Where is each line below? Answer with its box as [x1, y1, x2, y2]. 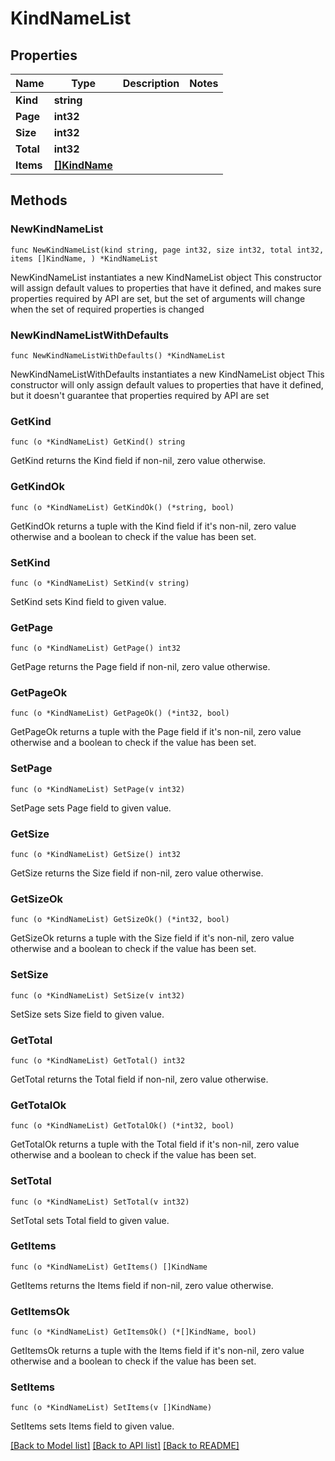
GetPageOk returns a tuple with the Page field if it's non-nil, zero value [10, 726, 302, 738]
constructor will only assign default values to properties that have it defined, [10, 378, 324, 391]
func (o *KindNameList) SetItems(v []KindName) [10, 1403, 213, 1413]
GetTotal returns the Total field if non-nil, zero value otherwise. [10, 1073, 269, 1085]
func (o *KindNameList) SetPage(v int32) [10, 784, 186, 794]
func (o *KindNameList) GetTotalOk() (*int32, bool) [10, 1121, 235, 1131]
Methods [10, 192, 68, 209]
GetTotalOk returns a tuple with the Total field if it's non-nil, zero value [10, 1138, 300, 1151]
